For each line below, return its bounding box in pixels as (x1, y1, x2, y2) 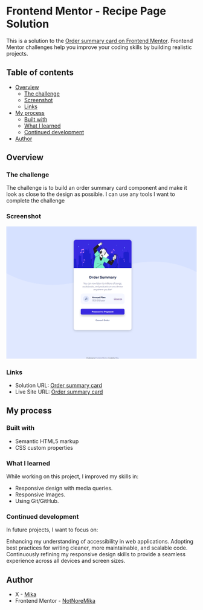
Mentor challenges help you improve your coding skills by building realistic (6, 44, 192, 51)
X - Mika (14, 591, 37, 598)
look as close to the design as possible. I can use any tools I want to (6, 190, 175, 198)
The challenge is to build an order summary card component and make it (6, 184, 187, 192)
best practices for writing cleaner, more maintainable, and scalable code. (6, 544, 188, 551)
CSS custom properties (14, 444, 74, 451)
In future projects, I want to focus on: (6, 526, 98, 533)
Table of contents (6, 68, 74, 78)
